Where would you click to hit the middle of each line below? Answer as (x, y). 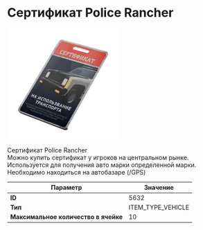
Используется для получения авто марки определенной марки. (102, 165)
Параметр (67, 188)
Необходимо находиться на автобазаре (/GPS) (77, 172)
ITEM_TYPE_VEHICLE (159, 207)
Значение (159, 188)
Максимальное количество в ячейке (67, 217)
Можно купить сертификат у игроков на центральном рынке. (98, 157)
